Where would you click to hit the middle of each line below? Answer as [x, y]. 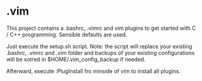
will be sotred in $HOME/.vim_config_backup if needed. [76, 59]
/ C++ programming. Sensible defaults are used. [67, 34]
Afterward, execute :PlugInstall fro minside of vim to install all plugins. [93, 71]
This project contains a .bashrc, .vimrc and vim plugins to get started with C [101, 28]
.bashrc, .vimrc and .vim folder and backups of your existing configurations [100, 52]
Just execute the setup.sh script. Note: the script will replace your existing [99, 46]
